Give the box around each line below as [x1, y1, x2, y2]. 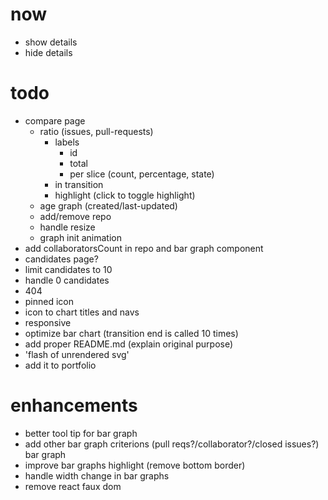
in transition [54, 178, 104, 190]
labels [54, 136, 80, 148]
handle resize [39, 221, 96, 233]
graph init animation [39, 231, 122, 243]
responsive [24, 316, 72, 328]
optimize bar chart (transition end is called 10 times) [24, 327, 239, 339]
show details [24, 36, 78, 48]
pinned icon [24, 295, 75, 307]
